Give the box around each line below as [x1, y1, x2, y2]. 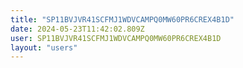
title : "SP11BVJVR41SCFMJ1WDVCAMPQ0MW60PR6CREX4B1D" [10, 14, 235, 25]
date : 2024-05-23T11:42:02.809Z [10, 24, 145, 34]
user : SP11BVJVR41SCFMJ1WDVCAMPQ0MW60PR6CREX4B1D [10, 33, 222, 43]
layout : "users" [10, 42, 78, 53]
